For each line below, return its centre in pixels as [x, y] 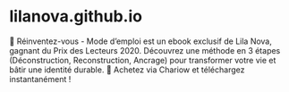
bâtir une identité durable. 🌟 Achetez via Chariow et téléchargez [127, 70]
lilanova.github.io [76, 17]
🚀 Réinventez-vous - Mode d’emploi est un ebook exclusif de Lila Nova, [141, 41]
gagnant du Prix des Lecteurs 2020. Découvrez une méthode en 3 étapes [145, 50]
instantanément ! [40, 79]
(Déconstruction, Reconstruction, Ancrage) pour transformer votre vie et [143, 60]
